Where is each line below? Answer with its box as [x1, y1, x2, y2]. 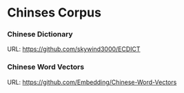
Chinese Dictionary [7, 30, 74, 39]
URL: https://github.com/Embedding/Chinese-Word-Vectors [7, 78, 177, 86]
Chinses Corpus [7, 5, 102, 21]
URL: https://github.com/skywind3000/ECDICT [7, 45, 141, 53]
